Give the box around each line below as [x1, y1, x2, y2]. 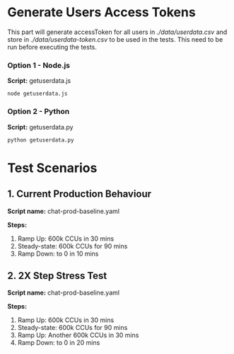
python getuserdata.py [7, 136, 74, 144]
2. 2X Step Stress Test [7, 270, 107, 282]
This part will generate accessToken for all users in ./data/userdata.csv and [7, 28, 228, 36]
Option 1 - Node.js [7, 60, 71, 70]
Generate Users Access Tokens [7, 4, 196, 21]
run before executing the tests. [7, 42, 97, 51]
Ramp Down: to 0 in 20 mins [17, 338, 100, 347]
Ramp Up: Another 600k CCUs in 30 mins [17, 331, 139, 340]
